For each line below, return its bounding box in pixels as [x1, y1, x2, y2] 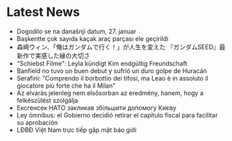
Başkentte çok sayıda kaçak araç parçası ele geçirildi [16, 34, 169, 42]
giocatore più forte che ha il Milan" [16, 81, 116, 90]
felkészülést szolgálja [16, 96, 78, 104]
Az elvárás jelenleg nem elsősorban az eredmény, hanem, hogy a [16, 88, 204, 97]
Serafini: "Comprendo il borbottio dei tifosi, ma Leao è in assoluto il [16, 74, 209, 82]
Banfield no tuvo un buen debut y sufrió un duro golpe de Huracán [16, 67, 208, 75]
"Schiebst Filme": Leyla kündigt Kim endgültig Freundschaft [16, 59, 188, 67]
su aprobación [16, 118, 58, 126]
